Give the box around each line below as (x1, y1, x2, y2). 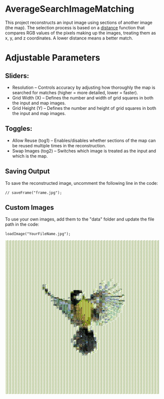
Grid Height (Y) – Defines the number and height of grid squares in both (12, 105, 157, 111)
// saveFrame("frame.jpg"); (5, 190, 62, 195)
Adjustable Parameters (5, 52, 101, 63)
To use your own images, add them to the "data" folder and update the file (5, 216, 155, 222)
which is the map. (12, 153, 48, 159)
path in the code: (5, 221, 40, 227)
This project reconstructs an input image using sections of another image (5, 20, 153, 25)
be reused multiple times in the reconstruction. (12, 142, 106, 148)
